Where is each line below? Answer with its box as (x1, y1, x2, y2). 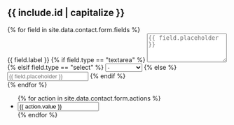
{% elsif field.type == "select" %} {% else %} (7, 63, 177, 71)
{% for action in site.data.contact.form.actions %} (17, 94, 161, 102)
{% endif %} (90, 71, 126, 80)
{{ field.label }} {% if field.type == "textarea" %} (7, 55, 146, 64)
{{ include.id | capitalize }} (7, 7, 125, 19)
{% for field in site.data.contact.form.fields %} (7, 25, 141, 34)
